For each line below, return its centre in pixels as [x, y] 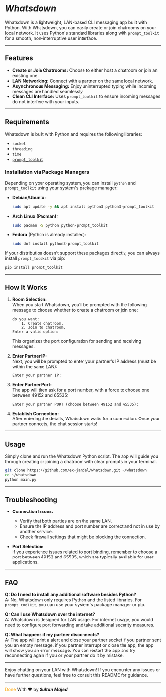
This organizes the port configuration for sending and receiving [77, 341]
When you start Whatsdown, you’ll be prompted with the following [80, 305]
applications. [25, 562]
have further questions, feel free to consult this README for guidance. [77, 675]
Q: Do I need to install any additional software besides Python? [71, 595]
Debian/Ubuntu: [29, 197]
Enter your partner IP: [37, 376]
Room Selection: [29, 299]
